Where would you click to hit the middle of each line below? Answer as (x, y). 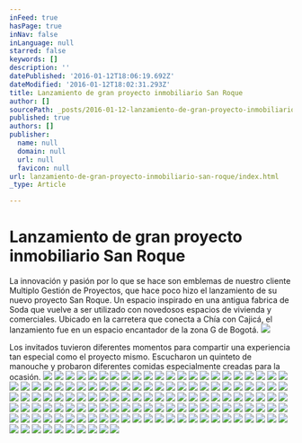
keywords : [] (34, 59)
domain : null (42, 151)
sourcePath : (31, 110)
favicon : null (44, 168)
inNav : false (34, 34)
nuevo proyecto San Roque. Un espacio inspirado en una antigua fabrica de (149, 300)
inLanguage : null (42, 43)
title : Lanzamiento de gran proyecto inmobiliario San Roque (126, 93)
